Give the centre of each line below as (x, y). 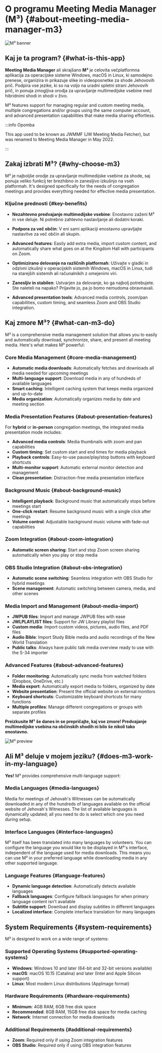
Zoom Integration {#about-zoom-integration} (59, 539)
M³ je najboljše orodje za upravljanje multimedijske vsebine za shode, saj (78, 176)
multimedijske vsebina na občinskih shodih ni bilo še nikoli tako (70, 727)
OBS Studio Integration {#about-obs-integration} (64, 567)
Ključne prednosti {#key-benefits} (46, 204)
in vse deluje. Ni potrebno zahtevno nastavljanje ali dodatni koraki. (78, 219)
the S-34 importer (30, 653)
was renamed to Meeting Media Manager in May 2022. (60, 139)
